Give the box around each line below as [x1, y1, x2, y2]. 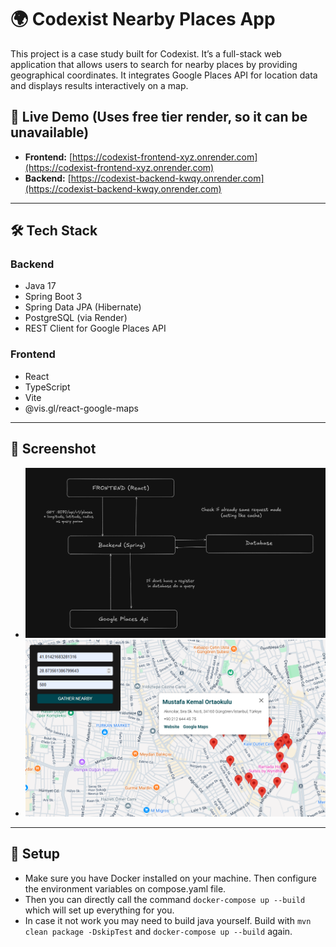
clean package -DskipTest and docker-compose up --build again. [24, 925, 293, 937]
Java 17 [24, 280, 57, 292]
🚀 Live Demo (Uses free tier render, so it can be [10, 109, 308, 126]
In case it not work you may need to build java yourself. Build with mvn [24, 914, 312, 926]
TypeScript [24, 381, 71, 393]
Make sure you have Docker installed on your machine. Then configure [24, 872, 317, 884]
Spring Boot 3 [24, 291, 83, 303]
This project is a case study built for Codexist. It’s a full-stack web [10, 47, 282, 60]
